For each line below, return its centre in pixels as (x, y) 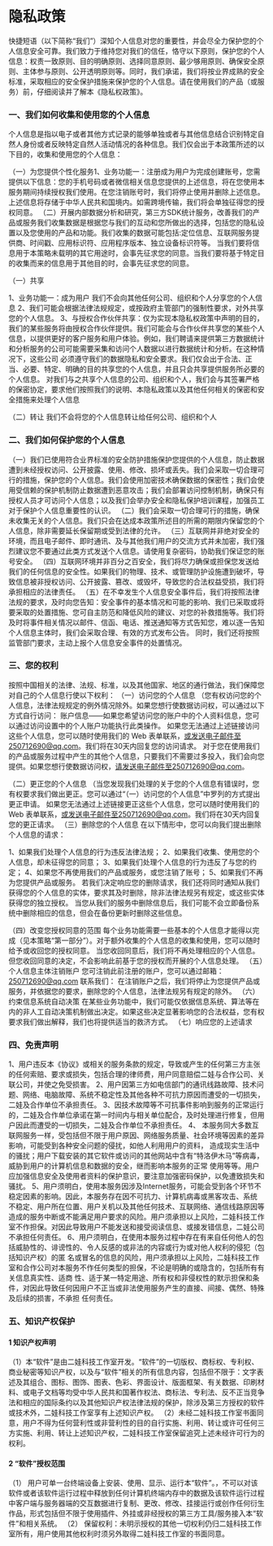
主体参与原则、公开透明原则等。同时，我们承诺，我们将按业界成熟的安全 (143, 71)
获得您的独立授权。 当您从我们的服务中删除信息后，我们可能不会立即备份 (130, 902)
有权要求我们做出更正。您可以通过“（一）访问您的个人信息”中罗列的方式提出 (134, 794)
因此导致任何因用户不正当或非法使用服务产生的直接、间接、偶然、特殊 (147, 1288)
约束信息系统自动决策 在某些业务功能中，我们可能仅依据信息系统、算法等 (130, 1001)
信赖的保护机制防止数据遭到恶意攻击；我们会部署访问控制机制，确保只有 (143, 490)
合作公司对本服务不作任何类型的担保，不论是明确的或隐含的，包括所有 (140, 1268)
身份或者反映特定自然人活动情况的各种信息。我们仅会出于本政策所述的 (140, 144)
